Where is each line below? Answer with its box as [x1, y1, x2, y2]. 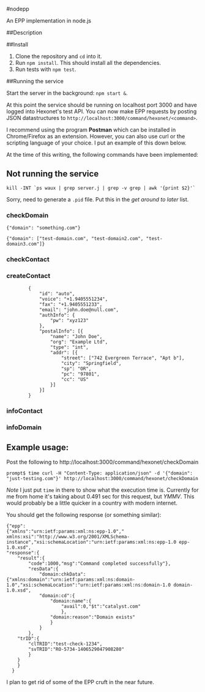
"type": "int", [50, 344, 89, 351]
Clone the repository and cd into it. [15, 53, 102, 60]
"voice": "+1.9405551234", [39, 296, 108, 303]
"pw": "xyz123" [50, 318, 89, 324]
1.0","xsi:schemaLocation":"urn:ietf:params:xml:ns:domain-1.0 [6, 582, 171, 588]
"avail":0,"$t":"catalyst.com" [61, 603, 141, 609]
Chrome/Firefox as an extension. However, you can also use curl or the [6, 133, 185, 140]
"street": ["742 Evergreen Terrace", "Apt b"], [61, 355, 185, 361]
